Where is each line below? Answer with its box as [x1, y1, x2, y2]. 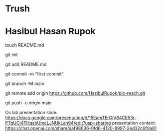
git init [5, 52, 18, 58]
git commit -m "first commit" [5, 71, 64, 77]
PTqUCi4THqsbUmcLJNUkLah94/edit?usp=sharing [5, 120, 111, 126]
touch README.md [5, 42, 44, 48]
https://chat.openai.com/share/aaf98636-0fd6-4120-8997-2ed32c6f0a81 [5, 125, 157, 132]
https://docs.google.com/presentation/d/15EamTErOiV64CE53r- [5, 115, 137, 121]
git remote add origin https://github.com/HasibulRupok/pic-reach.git [5, 90, 146, 96]
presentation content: [112, 120, 156, 126]
